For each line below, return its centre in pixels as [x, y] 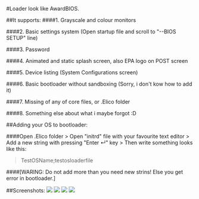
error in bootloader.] [31, 178]
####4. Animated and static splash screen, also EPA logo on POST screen [97, 61]
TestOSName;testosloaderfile [57, 160]
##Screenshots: [26, 190]
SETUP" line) [22, 38]
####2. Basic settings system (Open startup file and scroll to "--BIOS [91, 31]
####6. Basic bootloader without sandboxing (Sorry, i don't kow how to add [99, 84]
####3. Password [28, 49]
